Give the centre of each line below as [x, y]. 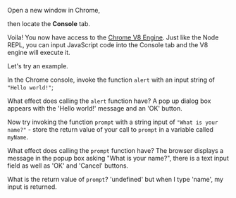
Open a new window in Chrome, [54, 10]
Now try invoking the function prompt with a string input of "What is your [113, 122]
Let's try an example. [38, 66]
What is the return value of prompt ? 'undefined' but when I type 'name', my [116, 179]
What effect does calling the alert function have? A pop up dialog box [109, 101]
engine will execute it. [39, 52]
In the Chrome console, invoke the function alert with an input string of [111, 80]
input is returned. [32, 187]
